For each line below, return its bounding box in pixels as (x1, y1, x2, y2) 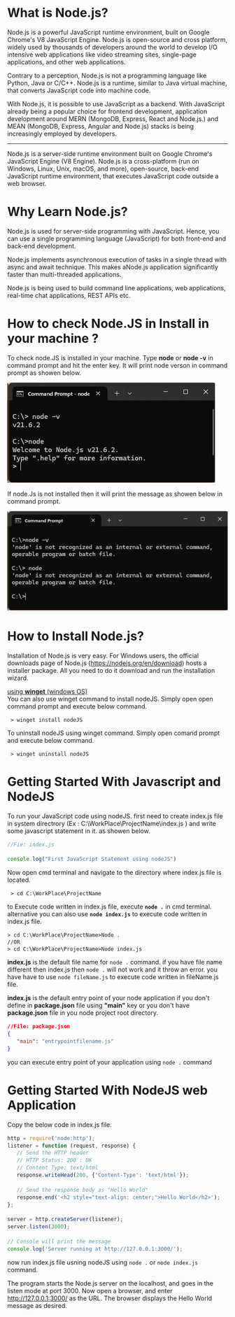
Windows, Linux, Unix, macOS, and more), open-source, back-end (7, 164, 199, 173)
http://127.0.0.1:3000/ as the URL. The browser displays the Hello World (7, 1294, 213, 1302)
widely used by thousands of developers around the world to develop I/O (7, 43, 218, 51)
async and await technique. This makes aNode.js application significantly (7, 262, 219, 271)
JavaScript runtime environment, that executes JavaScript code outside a (7, 171, 219, 180)
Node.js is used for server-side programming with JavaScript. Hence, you (7, 227, 220, 235)
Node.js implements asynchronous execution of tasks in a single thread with (7, 255, 227, 264)
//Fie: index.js (7, 841, 55, 848)
